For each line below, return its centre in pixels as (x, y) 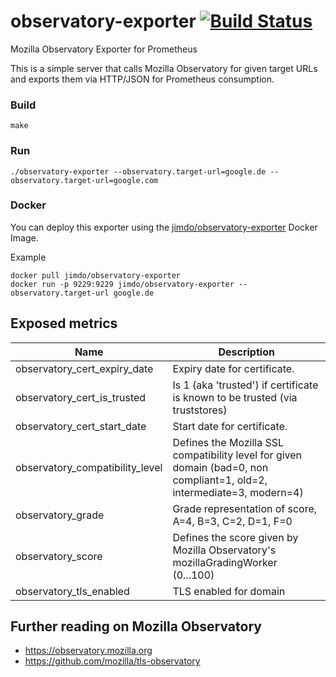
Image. (24, 237)
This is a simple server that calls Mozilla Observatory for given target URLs (164, 68)
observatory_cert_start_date (81, 426)
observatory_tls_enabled (72, 591)
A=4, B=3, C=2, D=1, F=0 (232, 521)
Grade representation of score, (245, 508)
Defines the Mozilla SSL (228, 442)
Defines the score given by (235, 537)
